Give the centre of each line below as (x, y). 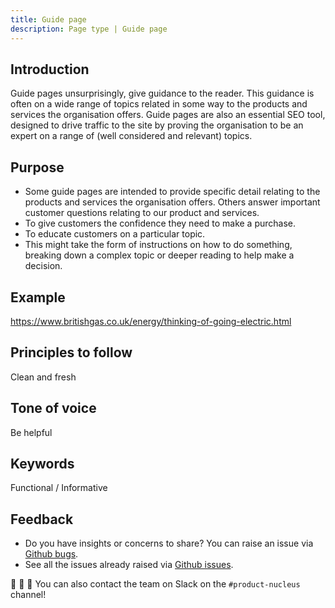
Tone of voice (53, 408)
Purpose (37, 167)
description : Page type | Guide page (89, 29)
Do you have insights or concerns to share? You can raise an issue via (169, 543)
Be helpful (31, 432)
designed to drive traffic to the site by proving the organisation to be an (157, 125)
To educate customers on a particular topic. (115, 234)
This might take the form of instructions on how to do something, (158, 245)
